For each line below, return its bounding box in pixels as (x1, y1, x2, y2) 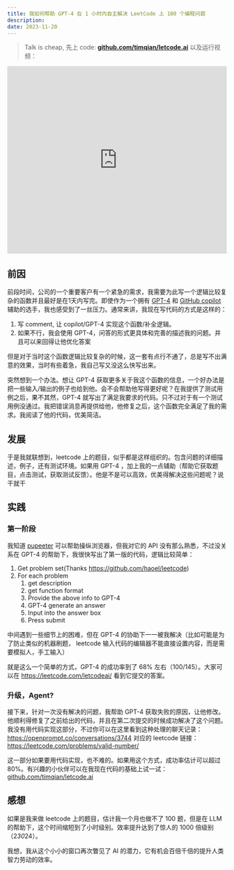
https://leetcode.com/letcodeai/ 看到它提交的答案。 (20, 671, 169, 680)
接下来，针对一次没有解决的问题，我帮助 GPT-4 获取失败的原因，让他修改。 (7, 707, 225, 716)
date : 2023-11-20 (7, 23, 58, 30)
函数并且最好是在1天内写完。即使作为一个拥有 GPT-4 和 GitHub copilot (19, 297, 221, 305)
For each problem (17, 571, 68, 580)
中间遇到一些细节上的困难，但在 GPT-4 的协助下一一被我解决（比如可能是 (7, 630, 219, 638)
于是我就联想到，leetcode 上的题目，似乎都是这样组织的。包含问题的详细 (7, 453, 217, 461)
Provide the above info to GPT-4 (27, 594, 120, 602)
